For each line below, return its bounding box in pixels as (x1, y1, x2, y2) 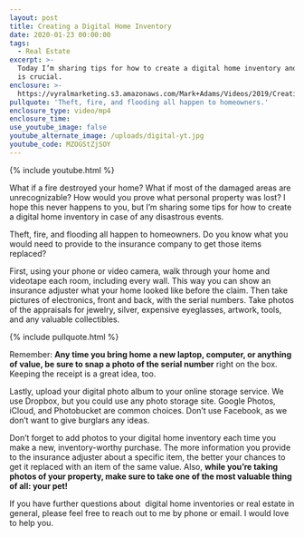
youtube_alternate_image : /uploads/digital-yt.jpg (9, 132, 204, 141)
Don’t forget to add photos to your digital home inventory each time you (9, 432, 277, 443)
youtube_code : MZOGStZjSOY (9, 140, 111, 149)
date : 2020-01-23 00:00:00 (9, 30, 111, 39)
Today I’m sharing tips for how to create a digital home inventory (17, 64, 281, 73)
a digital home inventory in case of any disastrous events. (9, 210, 224, 222)
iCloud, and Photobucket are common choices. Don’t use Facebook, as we (9, 405, 288, 415)
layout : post (9, 13, 59, 23)
